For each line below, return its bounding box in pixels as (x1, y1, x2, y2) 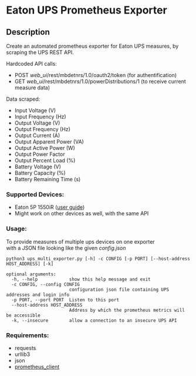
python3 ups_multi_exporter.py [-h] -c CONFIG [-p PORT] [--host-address (6, 255, 191, 262)
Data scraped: (6, 95, 40, 102)
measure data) (14, 84, 50, 91)
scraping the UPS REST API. (6, 49, 75, 56)
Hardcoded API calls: (6, 60, 58, 67)
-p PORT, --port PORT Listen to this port (11, 297, 119, 303)
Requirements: (6, 331, 49, 339)
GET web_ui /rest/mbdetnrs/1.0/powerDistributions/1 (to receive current (14, 78, 186, 85)
